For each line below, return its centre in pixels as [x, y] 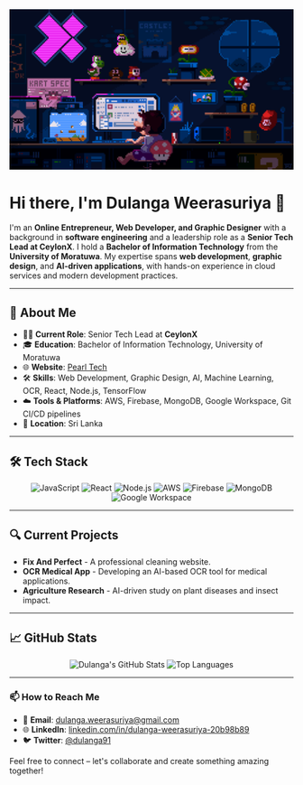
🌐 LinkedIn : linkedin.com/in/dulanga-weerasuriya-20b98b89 [136, 729]
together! [26, 771]
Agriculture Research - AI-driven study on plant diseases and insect [150, 590]
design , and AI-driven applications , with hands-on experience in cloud [142, 266]
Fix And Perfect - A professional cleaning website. [117, 561]
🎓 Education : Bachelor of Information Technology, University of [142, 345]
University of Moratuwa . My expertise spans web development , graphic [146, 257]
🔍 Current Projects [64, 535]
